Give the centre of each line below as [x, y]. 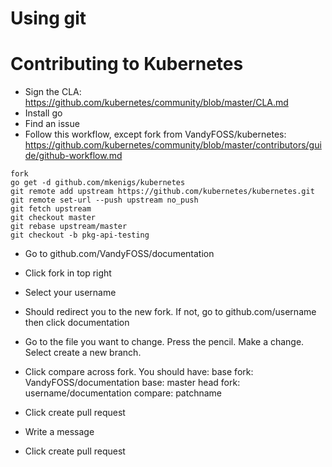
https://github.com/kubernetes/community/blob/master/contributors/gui [173, 145]
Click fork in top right [68, 273]
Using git [48, 18]
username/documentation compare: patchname [123, 393]
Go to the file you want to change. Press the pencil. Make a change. [164, 342]
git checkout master [53, 218]
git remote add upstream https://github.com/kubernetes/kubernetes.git [162, 192]
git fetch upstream [51, 209]
